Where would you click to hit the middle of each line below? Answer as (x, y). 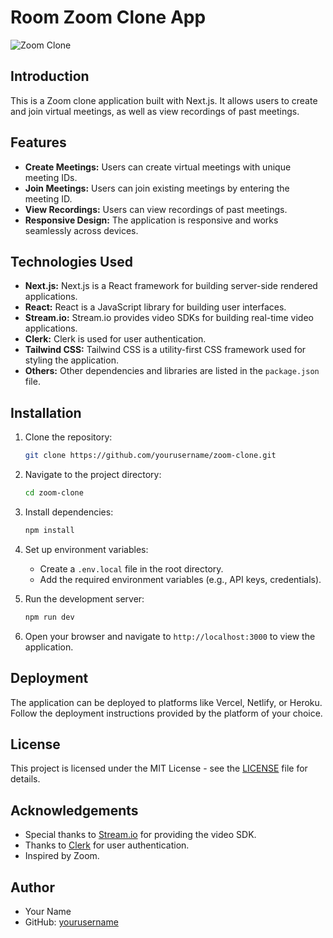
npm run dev (49, 617)
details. (25, 779)
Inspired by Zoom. (62, 856)
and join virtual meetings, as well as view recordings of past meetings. (155, 111)
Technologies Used (71, 261)
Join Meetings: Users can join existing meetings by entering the (157, 188)
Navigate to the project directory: (93, 475)
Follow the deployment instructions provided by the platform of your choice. (166, 713)
